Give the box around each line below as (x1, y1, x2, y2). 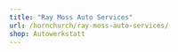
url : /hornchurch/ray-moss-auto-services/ (9, 21, 169, 30)
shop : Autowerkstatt (9, 29, 86, 38)
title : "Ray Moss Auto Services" (9, 12, 133, 22)
